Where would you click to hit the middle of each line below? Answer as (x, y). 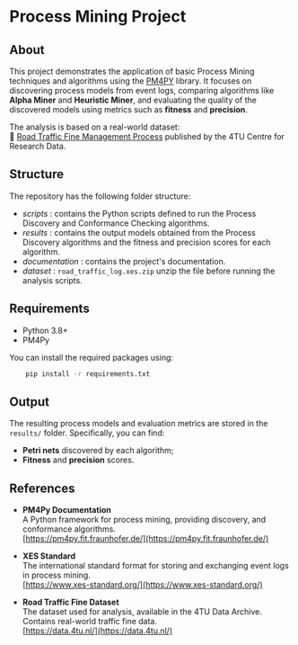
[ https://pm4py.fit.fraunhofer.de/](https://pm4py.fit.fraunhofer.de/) (145, 539)
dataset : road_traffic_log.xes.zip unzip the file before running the (149, 271)
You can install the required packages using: (91, 357)
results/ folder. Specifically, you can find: (87, 433)
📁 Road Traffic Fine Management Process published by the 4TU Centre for (147, 136)
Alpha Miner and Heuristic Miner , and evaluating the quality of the (133, 100)
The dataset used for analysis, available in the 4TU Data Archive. (142, 612)
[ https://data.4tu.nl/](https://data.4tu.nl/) (97, 631)
